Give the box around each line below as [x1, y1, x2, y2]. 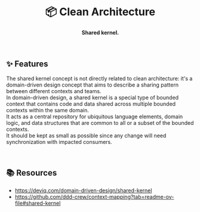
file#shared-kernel [14, 199, 61, 207]
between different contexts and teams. [6, 87, 101, 94]
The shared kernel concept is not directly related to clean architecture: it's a [6, 75, 193, 82]
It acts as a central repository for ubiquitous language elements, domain [6, 113, 183, 120]
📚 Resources [6, 168, 57, 178]
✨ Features [6, 59, 48, 69]
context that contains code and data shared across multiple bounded [6, 100, 176, 107]
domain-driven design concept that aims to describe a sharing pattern [6, 81, 179, 88]
